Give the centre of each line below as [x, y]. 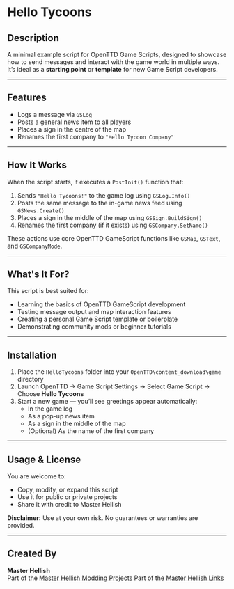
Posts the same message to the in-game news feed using [100, 203]
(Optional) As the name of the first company [91, 431]
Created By [32, 554]
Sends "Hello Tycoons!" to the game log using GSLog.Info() [104, 195]
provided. [21, 526]
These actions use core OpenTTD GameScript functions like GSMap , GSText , [114, 238]
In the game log [50, 409]
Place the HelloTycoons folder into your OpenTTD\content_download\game [119, 372]
